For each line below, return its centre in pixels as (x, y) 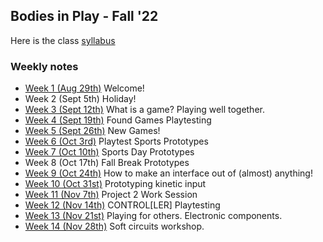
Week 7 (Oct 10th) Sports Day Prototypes (109, 152)
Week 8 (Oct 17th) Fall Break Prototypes (107, 163)
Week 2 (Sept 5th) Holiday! (80, 99)
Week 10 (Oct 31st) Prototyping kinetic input (115, 184)
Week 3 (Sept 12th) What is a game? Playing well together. (144, 110)
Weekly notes (44, 66)
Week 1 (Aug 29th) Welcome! (84, 88)
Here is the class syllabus (63, 40)
